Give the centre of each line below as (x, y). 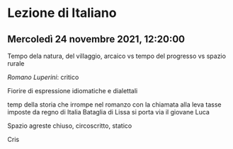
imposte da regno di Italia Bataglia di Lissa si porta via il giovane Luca (109, 112)
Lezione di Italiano (62, 13)
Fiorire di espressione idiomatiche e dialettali (73, 91)
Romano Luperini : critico (43, 77)
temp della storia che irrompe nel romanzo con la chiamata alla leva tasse (114, 105)
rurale (16, 64)
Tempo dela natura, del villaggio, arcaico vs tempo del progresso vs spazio (117, 56)
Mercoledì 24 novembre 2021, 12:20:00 (96, 39)
